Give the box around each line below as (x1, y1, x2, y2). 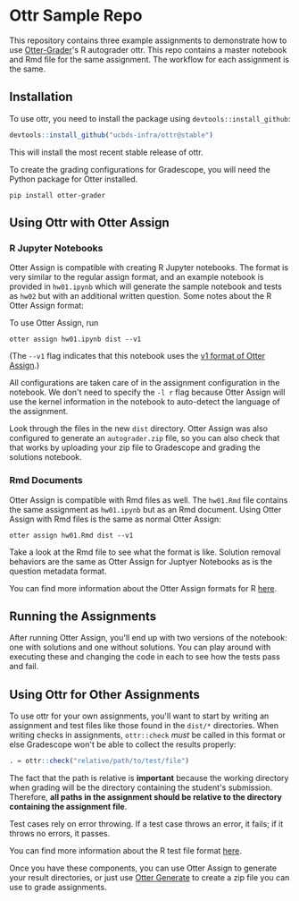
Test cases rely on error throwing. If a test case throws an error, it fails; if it (9, 819, 284, 829)
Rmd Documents (9, 474, 83, 487)
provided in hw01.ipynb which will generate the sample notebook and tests (9, 281, 283, 292)
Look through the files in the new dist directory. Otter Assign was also (9, 423, 268, 434)
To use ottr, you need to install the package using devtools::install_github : (9, 113, 291, 123)
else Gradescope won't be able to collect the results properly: (9, 739, 237, 750)
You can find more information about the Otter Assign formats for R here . (9, 582, 278, 593)
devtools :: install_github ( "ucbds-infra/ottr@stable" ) (9, 131, 214, 140)
